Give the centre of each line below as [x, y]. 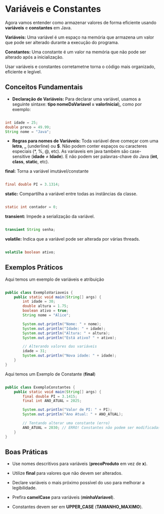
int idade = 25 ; [21, 123]
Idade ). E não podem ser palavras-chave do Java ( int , [104, 156]
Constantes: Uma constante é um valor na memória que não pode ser [76, 52]
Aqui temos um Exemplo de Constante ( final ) [50, 374]
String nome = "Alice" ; [47, 315]
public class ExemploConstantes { [40, 387]
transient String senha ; [30, 230]
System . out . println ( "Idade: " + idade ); [64, 329]
